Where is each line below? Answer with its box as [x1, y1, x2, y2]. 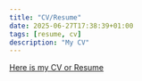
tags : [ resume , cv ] [9, 29, 82, 38]
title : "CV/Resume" [9, 12, 82, 22]
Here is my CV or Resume [9, 62, 104, 73]
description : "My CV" [9, 37, 90, 47]
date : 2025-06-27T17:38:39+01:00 [9, 21, 134, 30]
